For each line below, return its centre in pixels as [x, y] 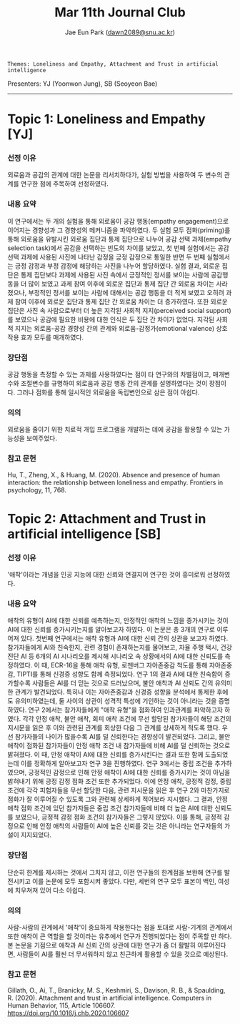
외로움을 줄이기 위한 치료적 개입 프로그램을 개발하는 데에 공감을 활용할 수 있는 [115, 429]
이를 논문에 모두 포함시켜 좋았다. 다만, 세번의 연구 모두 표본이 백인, [124, 881]
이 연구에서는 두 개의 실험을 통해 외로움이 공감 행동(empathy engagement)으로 [118, 221]
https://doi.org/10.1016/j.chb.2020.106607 [68, 1013]
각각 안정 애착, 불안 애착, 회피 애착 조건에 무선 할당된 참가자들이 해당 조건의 [127, 719]
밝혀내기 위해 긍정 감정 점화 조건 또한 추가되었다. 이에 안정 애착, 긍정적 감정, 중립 [120, 781]
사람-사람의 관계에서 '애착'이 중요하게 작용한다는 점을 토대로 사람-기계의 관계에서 [120, 927]
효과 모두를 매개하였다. [52, 337]
